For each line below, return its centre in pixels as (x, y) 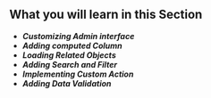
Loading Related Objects (69, 55)
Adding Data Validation (67, 83)
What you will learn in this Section (106, 15)
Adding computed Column (72, 45)
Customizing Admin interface (78, 36)
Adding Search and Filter (70, 64)
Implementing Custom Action (78, 74)
